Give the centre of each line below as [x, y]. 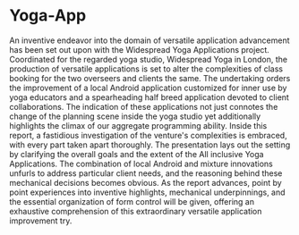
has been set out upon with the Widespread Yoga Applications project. [140, 49]
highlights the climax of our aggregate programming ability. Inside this [138, 125]
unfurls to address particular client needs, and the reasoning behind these [146, 173]
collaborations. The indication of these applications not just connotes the [144, 106]
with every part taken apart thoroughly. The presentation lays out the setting [150, 145]
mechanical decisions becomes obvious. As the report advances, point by [145, 182]
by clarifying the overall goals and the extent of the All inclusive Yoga [137, 154]
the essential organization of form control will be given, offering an [132, 201]
